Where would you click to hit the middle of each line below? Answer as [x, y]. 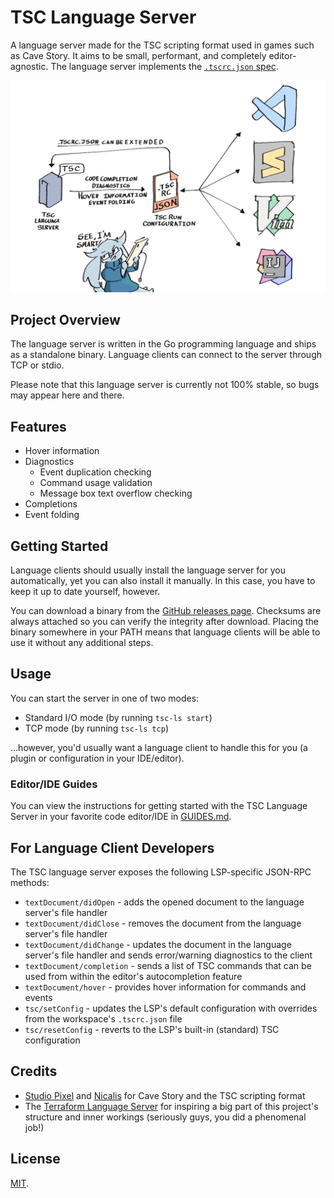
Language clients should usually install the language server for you [148, 570]
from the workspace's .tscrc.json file [103, 1018]
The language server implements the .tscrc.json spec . [164, 66]
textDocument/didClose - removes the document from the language [163, 923]
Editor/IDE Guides [54, 784]
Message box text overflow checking [116, 493]
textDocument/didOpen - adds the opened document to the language [164, 902]
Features [38, 426]
